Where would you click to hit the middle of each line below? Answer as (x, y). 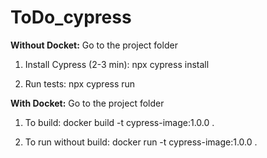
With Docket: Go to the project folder (87, 103)
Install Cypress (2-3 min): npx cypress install (117, 64)
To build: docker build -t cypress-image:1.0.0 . (119, 122)
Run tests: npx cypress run (80, 83)
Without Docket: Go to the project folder (94, 45)
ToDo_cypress (71, 17)
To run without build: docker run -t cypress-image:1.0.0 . (141, 142)
